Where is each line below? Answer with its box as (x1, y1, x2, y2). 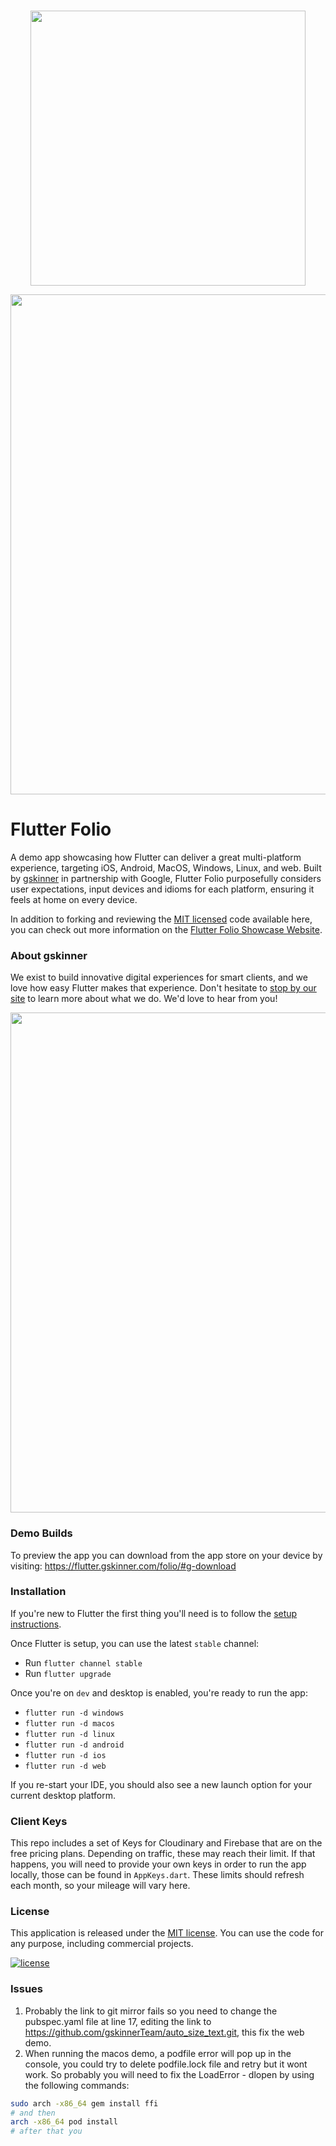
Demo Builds (10, 1526, 73, 1540)
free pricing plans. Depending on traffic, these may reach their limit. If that (10, 1848, 316, 1860)
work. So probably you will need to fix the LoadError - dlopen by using (24, 2068, 315, 2080)
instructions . (10, 1618, 62, 1630)
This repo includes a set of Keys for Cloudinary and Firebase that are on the (10, 1837, 323, 1849)
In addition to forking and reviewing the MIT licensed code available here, (10, 913, 313, 925)
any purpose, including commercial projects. (10, 1938, 194, 1950)
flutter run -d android (24, 1740, 125, 1750)
